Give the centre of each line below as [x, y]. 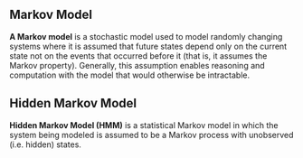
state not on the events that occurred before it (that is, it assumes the [138, 56]
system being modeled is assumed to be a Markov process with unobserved [151, 135]
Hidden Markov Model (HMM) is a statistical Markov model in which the [144, 125]
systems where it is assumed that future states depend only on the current [148, 46]
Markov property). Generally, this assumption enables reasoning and [137, 65]
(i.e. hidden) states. [45, 144]
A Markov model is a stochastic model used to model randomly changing [146, 36]
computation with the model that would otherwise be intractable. [130, 75]
